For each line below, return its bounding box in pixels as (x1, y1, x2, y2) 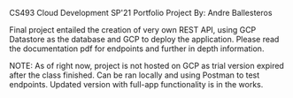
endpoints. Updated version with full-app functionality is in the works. (9, 79, 264, 89)
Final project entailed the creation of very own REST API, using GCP (9, 25, 257, 34)
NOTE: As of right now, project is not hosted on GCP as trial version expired (9, 61, 285, 71)
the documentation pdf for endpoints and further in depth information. (9, 43, 265, 54)
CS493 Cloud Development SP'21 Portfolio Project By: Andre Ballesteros (9, 8, 273, 18)
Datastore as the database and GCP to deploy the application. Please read (9, 34, 280, 44)
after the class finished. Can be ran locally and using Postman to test (9, 70, 260, 80)
